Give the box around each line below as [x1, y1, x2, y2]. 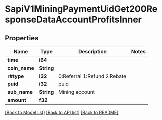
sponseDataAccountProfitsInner [5, 14, 142, 25]
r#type [7, 73, 24, 80]
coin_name [7, 65, 35, 71]
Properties [5, 34, 39, 42]
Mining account [58, 89, 95, 95]
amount [7, 97, 26, 103]
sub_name [7, 89, 33, 95]
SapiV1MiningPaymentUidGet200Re [5, 3, 158, 15]
